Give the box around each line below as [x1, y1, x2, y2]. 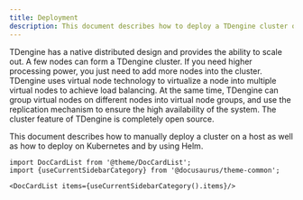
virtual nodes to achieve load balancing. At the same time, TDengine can [9, 85, 280, 95]
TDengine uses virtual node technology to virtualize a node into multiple [9, 75, 277, 86]
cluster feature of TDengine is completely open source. [9, 114, 215, 124]
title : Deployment [9, 13, 78, 23]
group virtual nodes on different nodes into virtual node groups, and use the [9, 94, 291, 105]
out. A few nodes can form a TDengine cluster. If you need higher [9, 56, 252, 67]
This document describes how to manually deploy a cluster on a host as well [9, 131, 293, 141]
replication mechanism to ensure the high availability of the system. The [9, 104, 277, 114]
